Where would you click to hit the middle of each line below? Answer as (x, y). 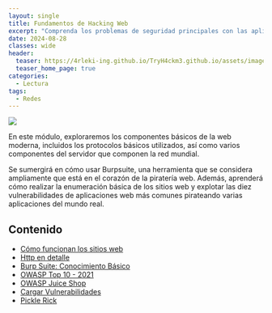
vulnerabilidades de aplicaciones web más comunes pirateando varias (125, 196)
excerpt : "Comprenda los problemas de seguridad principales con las (128, 31)
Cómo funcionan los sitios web (72, 249)
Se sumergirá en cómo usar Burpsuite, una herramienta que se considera (131, 170)
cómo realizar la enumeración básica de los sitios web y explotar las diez (130, 187)
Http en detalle (45, 258)
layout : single (34, 16)
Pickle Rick (38, 301)
